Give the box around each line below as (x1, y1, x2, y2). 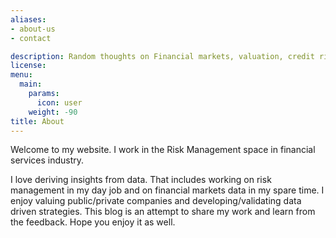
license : (10, 61, 47, 71)
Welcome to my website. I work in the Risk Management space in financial (10, 144, 316, 156)
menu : (10, 70, 33, 80)
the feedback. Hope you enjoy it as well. (10, 216, 176, 228)
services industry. (10, 154, 85, 166)
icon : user (36, 97, 83, 108)
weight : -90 (28, 107, 78, 117)
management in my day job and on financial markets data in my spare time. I (10, 184, 325, 196)
